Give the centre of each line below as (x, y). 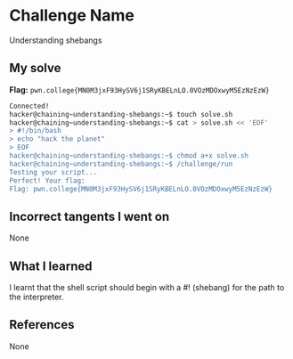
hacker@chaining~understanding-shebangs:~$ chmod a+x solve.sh (129, 156)
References (42, 325)
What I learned (51, 266)
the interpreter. (37, 297)
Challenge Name (72, 16)
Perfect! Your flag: (48, 180)
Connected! (29, 106)
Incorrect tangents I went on (90, 216)
